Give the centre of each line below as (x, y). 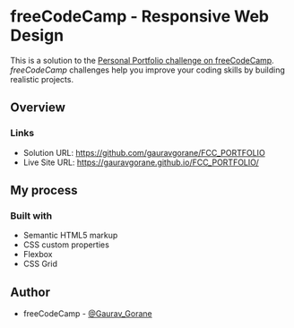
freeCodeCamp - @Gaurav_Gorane (87, 314)
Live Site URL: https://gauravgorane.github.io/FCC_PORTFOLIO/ (141, 162)
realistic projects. (42, 79)
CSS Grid (40, 264)
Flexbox (38, 255)
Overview (38, 108)
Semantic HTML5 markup (70, 236)
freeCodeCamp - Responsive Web (140, 17)
